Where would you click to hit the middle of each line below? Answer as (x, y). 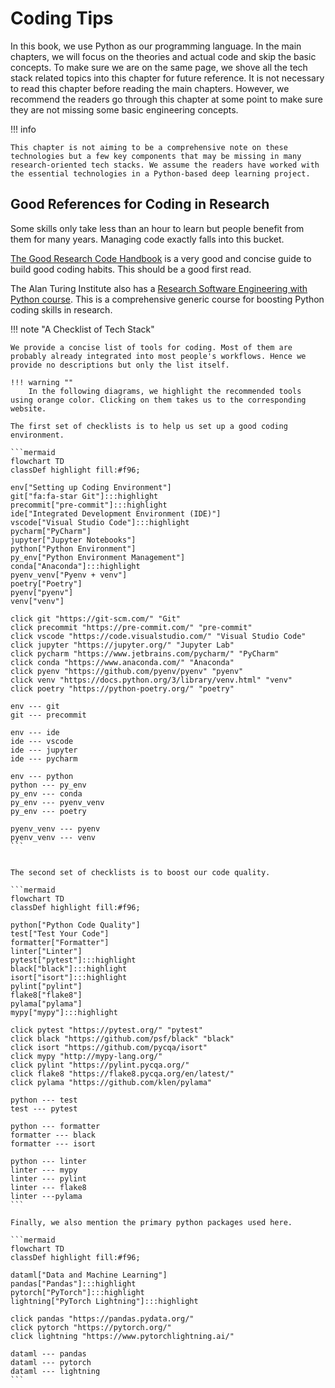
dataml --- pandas (48, 1353)
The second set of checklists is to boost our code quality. (140, 872)
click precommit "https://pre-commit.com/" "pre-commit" (131, 627)
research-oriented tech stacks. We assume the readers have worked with (165, 165)
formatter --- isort (53, 1143)
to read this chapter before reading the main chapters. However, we (150, 88)
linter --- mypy (44, 1170)
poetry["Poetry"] (46, 583)
